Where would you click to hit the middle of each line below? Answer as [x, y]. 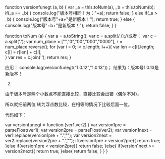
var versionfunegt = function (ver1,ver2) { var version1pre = [66, 125]
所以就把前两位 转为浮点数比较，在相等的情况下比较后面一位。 [69, 104]
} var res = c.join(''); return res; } [38, 57]
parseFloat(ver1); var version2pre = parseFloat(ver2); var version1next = [79, 130]
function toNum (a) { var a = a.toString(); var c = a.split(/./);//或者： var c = [81, 36]
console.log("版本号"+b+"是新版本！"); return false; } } [61, 25]
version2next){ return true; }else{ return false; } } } [56, 151]
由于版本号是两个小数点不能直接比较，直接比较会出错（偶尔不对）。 [74, 94]
